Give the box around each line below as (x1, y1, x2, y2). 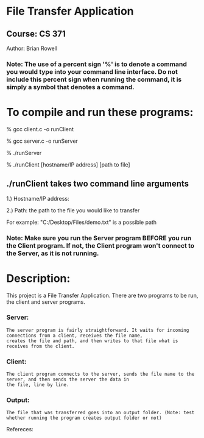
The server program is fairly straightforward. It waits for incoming (6, 327, 189, 333)
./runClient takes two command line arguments (6, 179, 189, 189)
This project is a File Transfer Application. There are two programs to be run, (6, 292, 199, 299)
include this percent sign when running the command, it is (6, 75, 182, 84)
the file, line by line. (6, 382, 69, 388)
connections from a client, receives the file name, (6, 332, 143, 339)
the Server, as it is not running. (6, 249, 99, 257)
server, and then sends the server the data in (6, 376, 130, 382)
